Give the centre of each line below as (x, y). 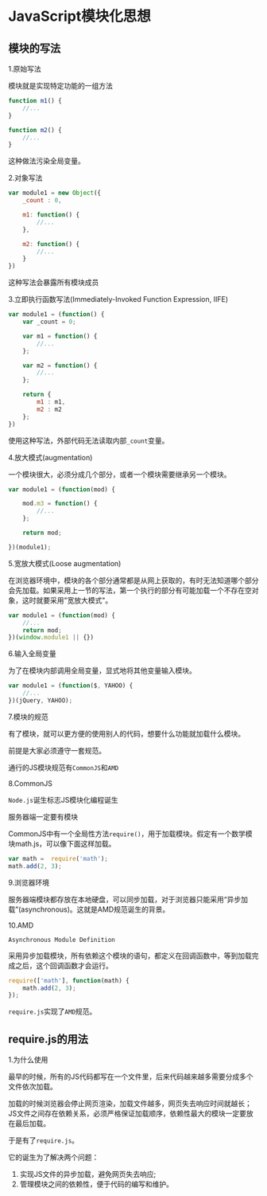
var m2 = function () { (60, 365)
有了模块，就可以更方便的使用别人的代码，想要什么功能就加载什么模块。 (126, 733)
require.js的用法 (48, 1039)
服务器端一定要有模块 (43, 816)
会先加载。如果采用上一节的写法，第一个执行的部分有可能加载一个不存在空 (130, 590)
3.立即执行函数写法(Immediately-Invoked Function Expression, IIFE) (118, 299)
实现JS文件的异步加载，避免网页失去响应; (88, 1175)
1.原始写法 (25, 69)
